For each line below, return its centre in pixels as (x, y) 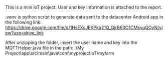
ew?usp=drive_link (25, 33)
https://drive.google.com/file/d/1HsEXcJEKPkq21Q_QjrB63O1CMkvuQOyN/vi (84, 27)
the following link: (23, 22)
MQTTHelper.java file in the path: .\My (45, 48)
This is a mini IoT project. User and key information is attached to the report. (84, 7)
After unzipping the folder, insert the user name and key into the (71, 42)
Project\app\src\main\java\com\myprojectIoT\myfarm (60, 53)
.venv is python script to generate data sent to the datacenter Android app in (84, 17)
